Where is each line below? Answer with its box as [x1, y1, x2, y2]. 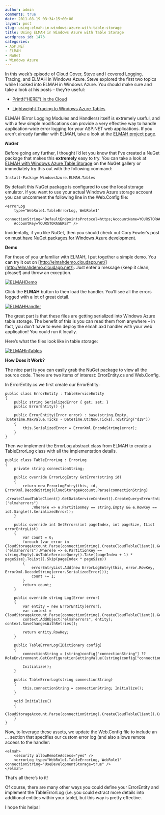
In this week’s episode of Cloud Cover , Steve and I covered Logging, [5, 71, 143, 77]
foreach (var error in [23, 539, 69, 544]
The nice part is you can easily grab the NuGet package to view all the [5, 367, 147, 373]
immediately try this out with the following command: [5, 166, 112, 172]
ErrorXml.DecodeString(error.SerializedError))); [5, 569, 109, 575]
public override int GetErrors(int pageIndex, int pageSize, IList [14, 522, 155, 527]
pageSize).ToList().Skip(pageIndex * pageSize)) [5, 557, 107, 562]
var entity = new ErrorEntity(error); [23, 604, 102, 609]
